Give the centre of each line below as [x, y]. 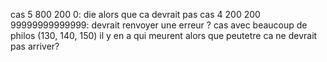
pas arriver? [35, 46]
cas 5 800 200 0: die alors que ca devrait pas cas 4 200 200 [135, 14]
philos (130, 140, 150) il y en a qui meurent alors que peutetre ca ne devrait [164, 35]
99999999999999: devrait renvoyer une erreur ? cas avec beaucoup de [159, 25]
